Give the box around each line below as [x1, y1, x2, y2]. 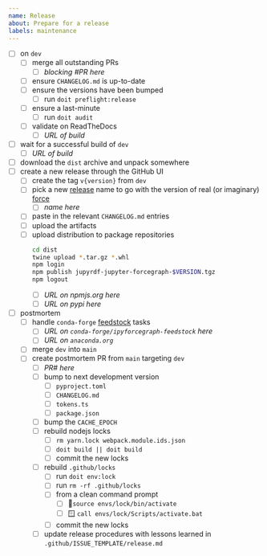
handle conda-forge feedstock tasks [31, 317, 151, 327]
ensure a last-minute [31, 103, 100, 112]
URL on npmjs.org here [43, 290, 120, 300]
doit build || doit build [55, 446, 143, 454]
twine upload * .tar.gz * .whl [31, 253, 130, 261]
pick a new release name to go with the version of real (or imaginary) [31, 185, 260, 194]
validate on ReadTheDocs [31, 121, 118, 131]
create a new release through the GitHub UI [19, 166, 164, 177]
